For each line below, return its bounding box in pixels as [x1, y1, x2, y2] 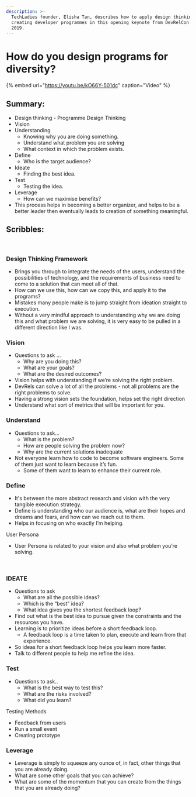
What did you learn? [23, 696, 72, 703]
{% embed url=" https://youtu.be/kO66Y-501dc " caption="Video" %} [6, 82, 171, 89]
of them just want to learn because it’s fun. [14, 461, 118, 468]
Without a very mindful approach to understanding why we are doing [14, 311, 180, 319]
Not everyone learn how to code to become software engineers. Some [14, 454, 184, 461]
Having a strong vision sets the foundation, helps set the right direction [14, 396, 185, 403]
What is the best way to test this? [23, 684, 103, 691]
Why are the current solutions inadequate [23, 448, 123, 455]
